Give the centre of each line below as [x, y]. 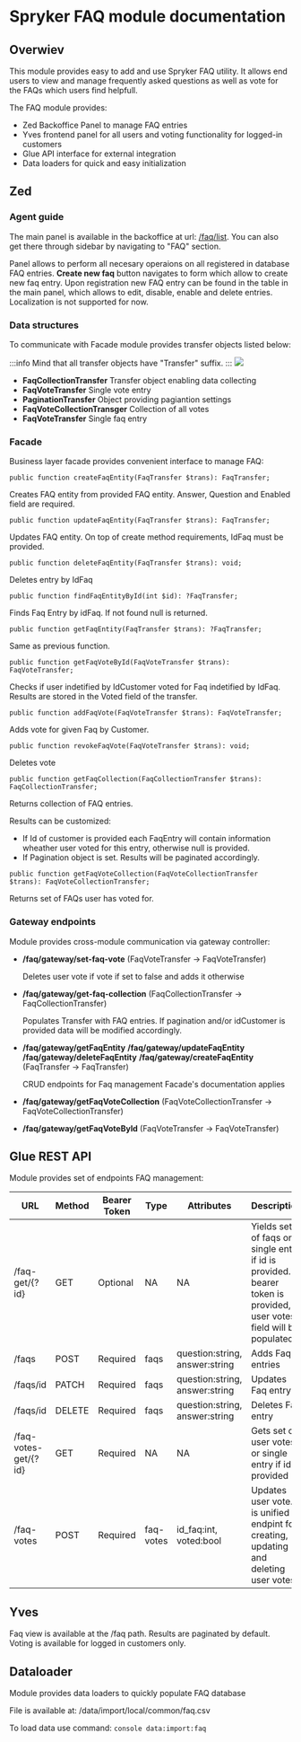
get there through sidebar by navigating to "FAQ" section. [115, 246]
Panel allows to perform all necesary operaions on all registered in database [150, 263]
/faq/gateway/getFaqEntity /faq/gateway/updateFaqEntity [133, 1047]
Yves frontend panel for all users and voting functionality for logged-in [152, 135]
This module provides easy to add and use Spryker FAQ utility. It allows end [149, 71]
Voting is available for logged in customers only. [98, 1643]
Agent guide [37, 217]
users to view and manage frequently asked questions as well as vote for [144, 81]
